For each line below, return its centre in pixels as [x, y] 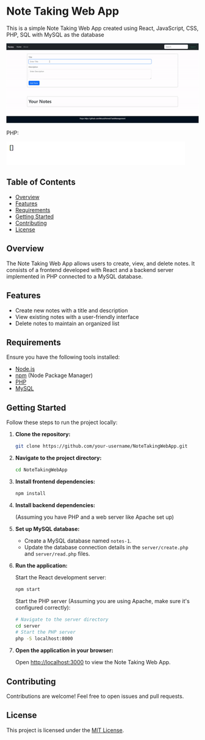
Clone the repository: [43, 434]
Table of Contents [41, 182]
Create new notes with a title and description [71, 310]
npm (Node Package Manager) [54, 375]
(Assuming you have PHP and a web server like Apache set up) [95, 517]
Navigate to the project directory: [58, 458]
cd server [28, 626]
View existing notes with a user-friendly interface [77, 317]
